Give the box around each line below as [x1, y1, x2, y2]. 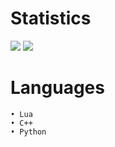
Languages [10, 77, 105, 99]
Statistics [10, 7, 92, 30]
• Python [10, 127, 47, 137]
